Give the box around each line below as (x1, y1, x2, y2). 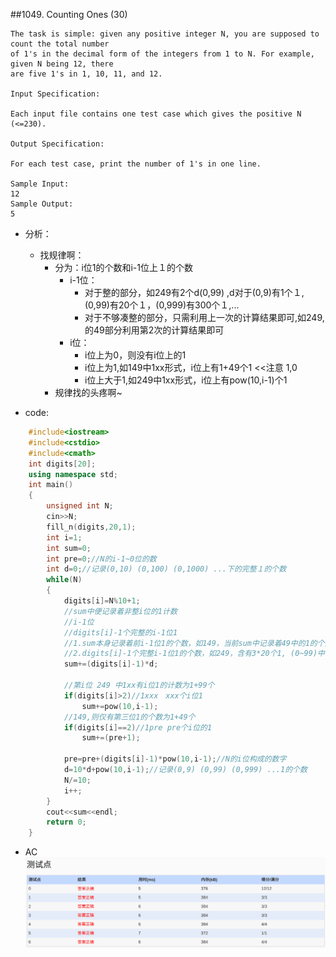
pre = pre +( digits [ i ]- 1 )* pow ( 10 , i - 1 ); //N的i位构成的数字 (63, 754, 287, 764)
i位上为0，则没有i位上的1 (84, 349, 187, 361)
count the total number (10, 39, 110, 49)
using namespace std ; (28, 469, 118, 479)
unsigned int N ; (46, 501, 114, 511)
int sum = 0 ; (46, 543, 92, 553)
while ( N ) (46, 575, 83, 585)
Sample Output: (10, 199, 74, 209)
